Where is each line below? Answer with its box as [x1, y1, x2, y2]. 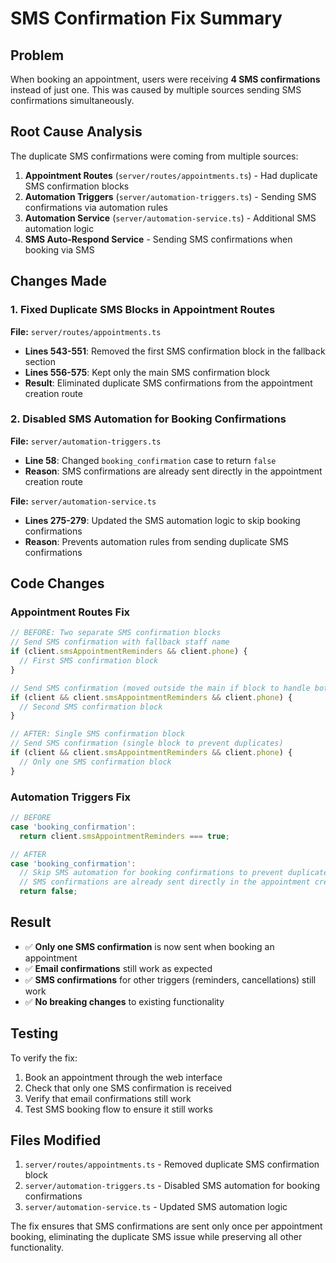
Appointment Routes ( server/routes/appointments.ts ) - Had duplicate [24, 169, 318, 181]
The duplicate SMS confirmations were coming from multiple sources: [10, 150, 299, 162]
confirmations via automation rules [24, 201, 168, 213]
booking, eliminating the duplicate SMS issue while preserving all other [10, 1231, 303, 1243]
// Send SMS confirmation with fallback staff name [10, 637, 230, 647]
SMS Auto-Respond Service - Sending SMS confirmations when [24, 233, 293, 245]
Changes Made [10, 273, 107, 290]
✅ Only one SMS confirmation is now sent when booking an [24, 940, 275, 952]
